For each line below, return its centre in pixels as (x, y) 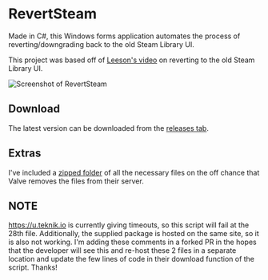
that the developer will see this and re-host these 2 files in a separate (122, 250)
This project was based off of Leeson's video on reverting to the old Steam (132, 60)
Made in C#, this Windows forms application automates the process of (124, 36)
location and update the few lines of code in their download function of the (131, 259)
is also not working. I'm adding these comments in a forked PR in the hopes (133, 242)
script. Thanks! (33, 267)
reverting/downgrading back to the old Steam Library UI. (101, 44)
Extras (25, 154)
